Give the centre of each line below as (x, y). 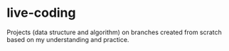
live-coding (41, 13)
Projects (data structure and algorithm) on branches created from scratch (114, 32)
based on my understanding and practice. (68, 39)
